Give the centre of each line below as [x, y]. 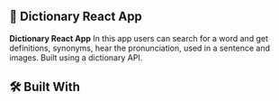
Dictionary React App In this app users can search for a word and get [139, 38]
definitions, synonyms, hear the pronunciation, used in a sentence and [139, 48]
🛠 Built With [45, 87]
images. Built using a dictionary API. [76, 57]
